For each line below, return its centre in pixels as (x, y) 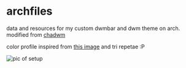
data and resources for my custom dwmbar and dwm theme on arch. (93, 28)
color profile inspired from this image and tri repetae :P (76, 47)
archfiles (29, 11)
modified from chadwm (36, 34)
